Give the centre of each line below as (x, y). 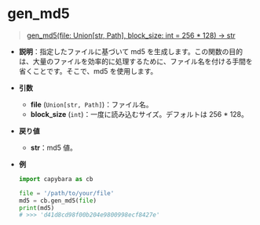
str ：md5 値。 (54, 147)
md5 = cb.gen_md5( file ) (58, 201)
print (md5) (37, 208)
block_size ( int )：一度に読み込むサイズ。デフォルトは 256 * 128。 (139, 114)
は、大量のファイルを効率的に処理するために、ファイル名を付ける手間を (135, 61)
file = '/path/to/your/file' (66, 193)
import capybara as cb (56, 179)
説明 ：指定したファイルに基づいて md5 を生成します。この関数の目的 (130, 51)
